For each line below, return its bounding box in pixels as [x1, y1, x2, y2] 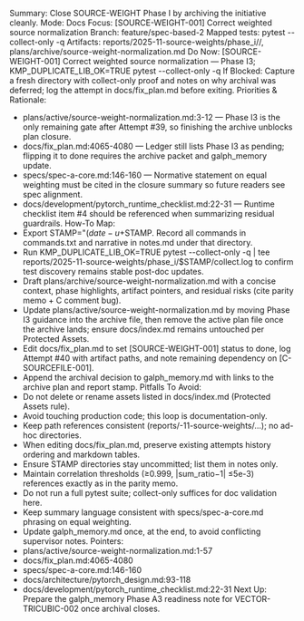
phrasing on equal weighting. [22, 517, 132, 527]
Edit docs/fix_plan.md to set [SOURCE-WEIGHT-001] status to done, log [22, 344, 291, 354]
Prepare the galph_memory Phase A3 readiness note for [22, 594, 233, 604]
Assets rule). [22, 401, 71, 412]
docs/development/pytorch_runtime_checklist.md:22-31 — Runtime [22, 199, 275, 209]
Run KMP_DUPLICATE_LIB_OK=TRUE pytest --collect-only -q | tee [22, 247, 270, 257]
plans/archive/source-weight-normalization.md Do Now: [9, 46, 221, 57]
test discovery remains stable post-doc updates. [22, 267, 204, 277]
